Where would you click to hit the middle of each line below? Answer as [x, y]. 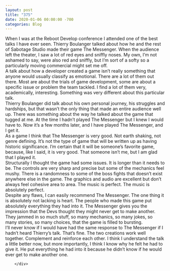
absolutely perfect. [25, 190]
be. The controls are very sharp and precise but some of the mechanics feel [85, 168]
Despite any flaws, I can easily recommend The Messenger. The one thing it [85, 195]
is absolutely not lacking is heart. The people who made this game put [79, 201]
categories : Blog [24, 24]
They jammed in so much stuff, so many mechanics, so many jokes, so [79, 217]
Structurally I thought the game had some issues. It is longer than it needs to [85, 163]
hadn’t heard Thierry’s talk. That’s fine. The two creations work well [76, 233]
